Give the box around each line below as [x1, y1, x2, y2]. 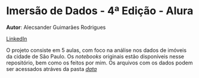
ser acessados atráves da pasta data [6, 65, 97, 72]
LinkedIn [6, 35, 27, 42]
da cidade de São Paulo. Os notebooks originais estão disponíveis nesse [6, 53, 185, 60]
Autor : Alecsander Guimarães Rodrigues [6, 24, 106, 31]
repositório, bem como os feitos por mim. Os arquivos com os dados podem [6, 59, 193, 66]
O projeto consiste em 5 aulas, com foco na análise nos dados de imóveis [6, 46, 186, 54]
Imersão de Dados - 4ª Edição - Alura [6, 4, 194, 18]
